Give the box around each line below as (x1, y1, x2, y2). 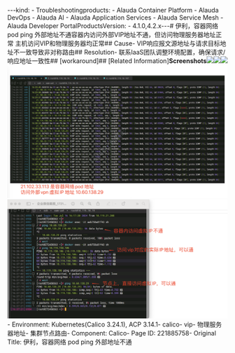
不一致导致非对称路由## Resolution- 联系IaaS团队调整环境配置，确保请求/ (13, 48, 226, 56)
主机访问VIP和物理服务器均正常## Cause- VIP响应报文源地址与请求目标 (15, 39, 220, 48)
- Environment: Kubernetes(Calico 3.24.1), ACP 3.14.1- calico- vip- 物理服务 (7, 320, 222, 328)
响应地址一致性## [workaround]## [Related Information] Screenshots (7, 57, 207, 65)
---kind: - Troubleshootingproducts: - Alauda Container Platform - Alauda (7, 6, 219, 14)
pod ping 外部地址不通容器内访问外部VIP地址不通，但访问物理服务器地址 (7, 31, 216, 39)
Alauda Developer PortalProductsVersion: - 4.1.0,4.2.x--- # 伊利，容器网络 (7, 22, 219, 30)
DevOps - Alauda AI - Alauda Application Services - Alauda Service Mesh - (7, 13, 224, 22)
